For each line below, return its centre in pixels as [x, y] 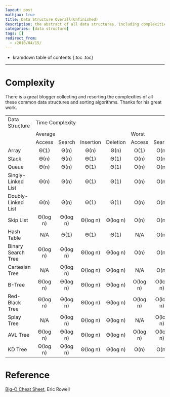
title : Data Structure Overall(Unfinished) [52, 19]
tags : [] [14, 33]
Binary [16, 246]
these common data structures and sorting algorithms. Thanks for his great [83, 102]
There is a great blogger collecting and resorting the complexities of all [79, 96]
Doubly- [18, 196]
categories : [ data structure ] [37, 29]
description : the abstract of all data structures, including [72, 24]
